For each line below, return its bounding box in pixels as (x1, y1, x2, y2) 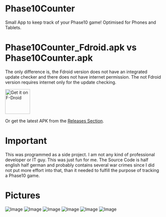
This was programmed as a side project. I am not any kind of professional (5, 151, 155, 157)
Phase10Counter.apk (5, 52, 93, 64)
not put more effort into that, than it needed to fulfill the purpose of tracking (5, 167, 160, 173)
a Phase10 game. (5, 173, 40, 178)
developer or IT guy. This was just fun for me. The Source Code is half (5, 157, 149, 163)
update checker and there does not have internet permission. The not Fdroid (5, 74, 161, 80)
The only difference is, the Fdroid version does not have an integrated (5, 69, 148, 75)
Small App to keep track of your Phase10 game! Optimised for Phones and (5, 19, 156, 25)
